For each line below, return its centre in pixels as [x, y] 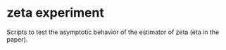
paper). [17, 39]
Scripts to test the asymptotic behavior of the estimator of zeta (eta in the [113, 32]
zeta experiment [56, 13]
